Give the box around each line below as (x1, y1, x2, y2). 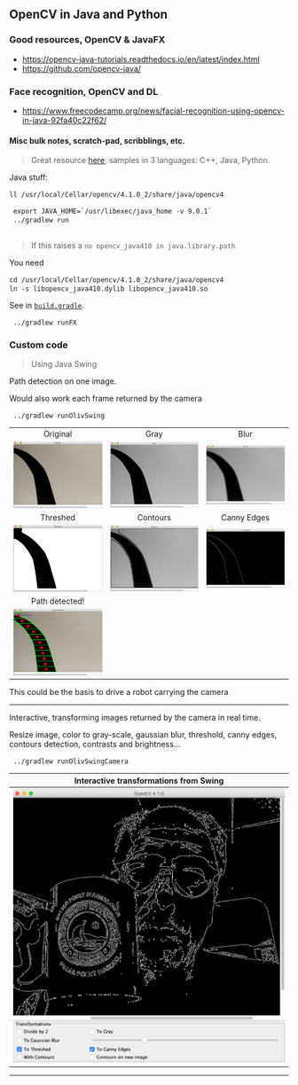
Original (43, 429, 73, 440)
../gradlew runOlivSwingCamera (12, 757, 129, 766)
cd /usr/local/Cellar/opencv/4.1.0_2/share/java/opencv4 (9, 276, 224, 285)
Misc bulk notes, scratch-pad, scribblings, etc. (9, 135, 185, 145)
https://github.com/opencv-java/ (21, 63, 142, 74)
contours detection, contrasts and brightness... (9, 739, 181, 750)
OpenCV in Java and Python (9, 7, 169, 22)
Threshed (39, 512, 75, 523)
